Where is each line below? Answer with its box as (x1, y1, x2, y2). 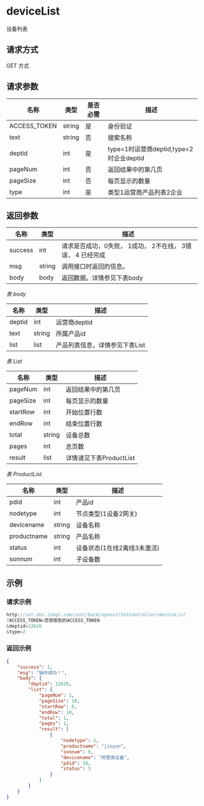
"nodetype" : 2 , (60, 737, 99, 744)
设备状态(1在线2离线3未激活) (75, 544, 160, 553)
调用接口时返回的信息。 (61, 263, 129, 271)
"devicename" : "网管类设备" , (60, 754, 130, 760)
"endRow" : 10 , (38, 709, 75, 715)
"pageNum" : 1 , (38, 692, 75, 698)
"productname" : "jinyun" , (60, 743, 126, 749)
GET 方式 (6, 62, 29, 69)
